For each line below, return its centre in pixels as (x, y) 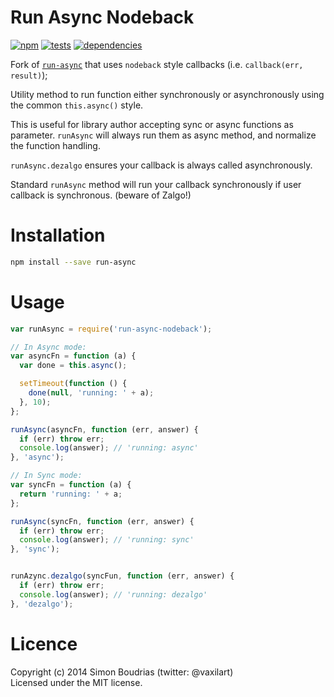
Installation (58, 235)
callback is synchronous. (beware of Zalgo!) (101, 195)
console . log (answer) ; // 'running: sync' (107, 540)
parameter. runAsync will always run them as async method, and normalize (163, 135)
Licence (44, 643)
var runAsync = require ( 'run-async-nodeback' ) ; (111, 329)
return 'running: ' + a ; (71, 494)
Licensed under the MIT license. (76, 682)
